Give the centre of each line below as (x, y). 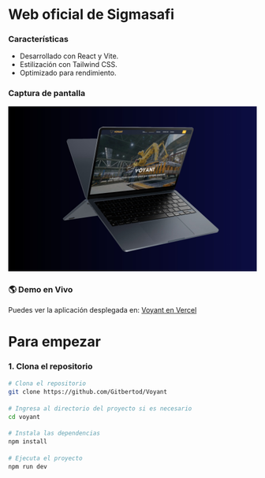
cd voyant (24, 417)
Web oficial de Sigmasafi (91, 15)
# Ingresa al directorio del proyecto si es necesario (100, 408)
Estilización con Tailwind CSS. (69, 65)
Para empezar (54, 341)
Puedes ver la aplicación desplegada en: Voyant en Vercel (103, 309)
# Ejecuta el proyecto (45, 458)
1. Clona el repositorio (50, 366)
